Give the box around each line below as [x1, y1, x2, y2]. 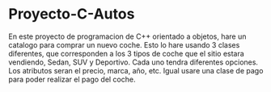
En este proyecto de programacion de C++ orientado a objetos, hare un [8, 31, 247, 41]
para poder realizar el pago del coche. [8, 74, 136, 84]
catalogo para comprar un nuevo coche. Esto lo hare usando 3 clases [8, 40, 240, 49]
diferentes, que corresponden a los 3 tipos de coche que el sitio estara [8, 48, 244, 58]
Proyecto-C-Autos [8, 5, 135, 23]
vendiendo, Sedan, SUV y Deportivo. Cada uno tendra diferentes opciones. [8, 57, 259, 67]
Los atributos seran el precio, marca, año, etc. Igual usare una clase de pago [8, 65, 264, 75]
